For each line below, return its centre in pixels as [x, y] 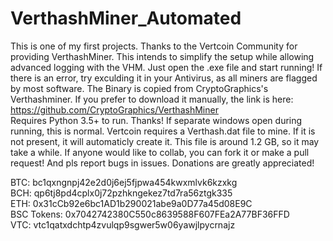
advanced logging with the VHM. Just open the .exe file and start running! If [166, 67]
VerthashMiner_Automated [126, 18]
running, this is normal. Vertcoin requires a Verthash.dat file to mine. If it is [163, 131]
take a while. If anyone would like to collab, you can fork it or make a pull [160, 152]
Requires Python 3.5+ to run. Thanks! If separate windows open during [156, 120]
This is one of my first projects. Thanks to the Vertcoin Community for [154, 46]
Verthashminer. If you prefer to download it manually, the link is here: [152, 99]
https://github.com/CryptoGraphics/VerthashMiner [114, 109]
